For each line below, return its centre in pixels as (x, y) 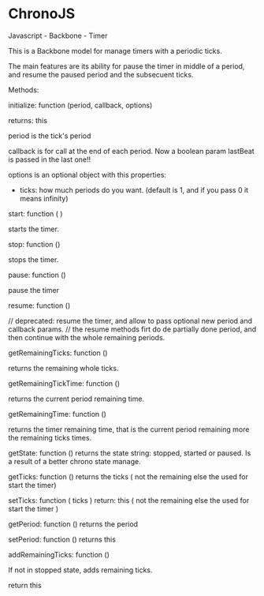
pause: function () (37, 275)
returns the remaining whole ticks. (63, 368)
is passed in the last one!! (50, 159)
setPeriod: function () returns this (62, 539)
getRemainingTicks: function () (58, 353)
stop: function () (34, 244)
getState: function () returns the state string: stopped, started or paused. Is (130, 453)
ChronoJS (42, 14)
